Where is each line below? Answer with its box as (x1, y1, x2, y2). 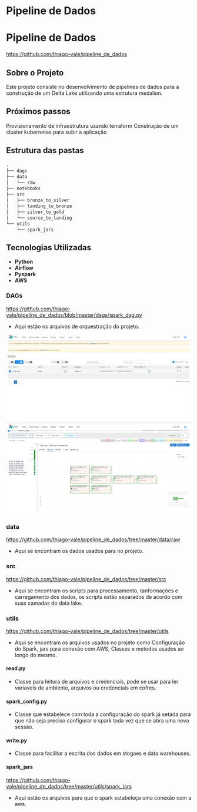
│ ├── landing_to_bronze (6, 203, 72, 209)
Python (14, 258, 34, 266)
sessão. (14, 723, 34, 731)
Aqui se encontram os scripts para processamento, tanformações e (14, 587, 178, 594)
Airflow (14, 264, 34, 271)
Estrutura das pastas (6, 145, 84, 155)
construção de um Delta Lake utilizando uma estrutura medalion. (6, 90, 163, 97)
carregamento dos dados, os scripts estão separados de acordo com (14, 593, 183, 600)
